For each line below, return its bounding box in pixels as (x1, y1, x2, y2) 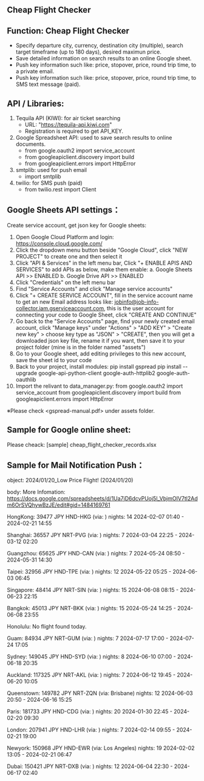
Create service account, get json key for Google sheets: (7, 221, 146, 229)
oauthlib (15, 376, 36, 383)
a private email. (15, 68, 55, 75)
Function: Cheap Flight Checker (7, 26, 130, 36)
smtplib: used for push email (15, 166, 87, 174)
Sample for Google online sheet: (7, 425, 131, 435)
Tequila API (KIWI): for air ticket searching (15, 115, 121, 122)
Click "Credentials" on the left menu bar (15, 279, 116, 286)
